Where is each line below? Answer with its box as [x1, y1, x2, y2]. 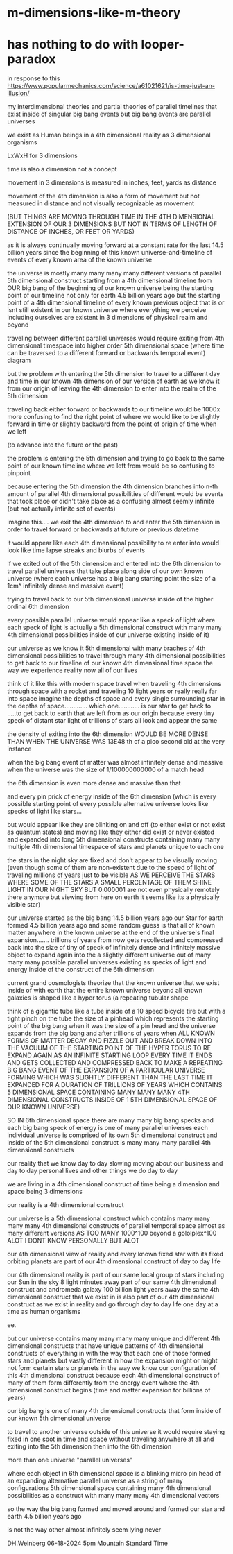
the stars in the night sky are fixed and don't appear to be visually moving [7, 856, 217, 864]
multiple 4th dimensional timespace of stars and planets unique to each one [7, 843, 224, 851]
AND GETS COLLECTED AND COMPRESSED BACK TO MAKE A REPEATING [7, 1059, 223, 1067]
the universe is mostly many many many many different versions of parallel [7, 269, 221, 277]
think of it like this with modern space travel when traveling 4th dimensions [7, 680, 222, 688]
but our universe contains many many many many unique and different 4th [7, 1334, 221, 1343]
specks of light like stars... [7, 807, 82, 816]
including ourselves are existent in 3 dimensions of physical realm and [7, 314, 208, 322]
